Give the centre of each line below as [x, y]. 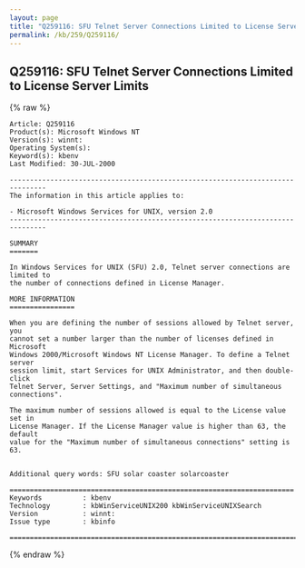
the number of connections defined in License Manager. [117, 284]
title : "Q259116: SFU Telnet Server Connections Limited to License [142, 26]
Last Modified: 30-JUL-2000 [63, 164]
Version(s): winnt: [46, 140]
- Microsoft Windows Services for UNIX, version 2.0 [111, 212]
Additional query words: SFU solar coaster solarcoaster [119, 474]
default [24, 434]
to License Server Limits [79, 86]
